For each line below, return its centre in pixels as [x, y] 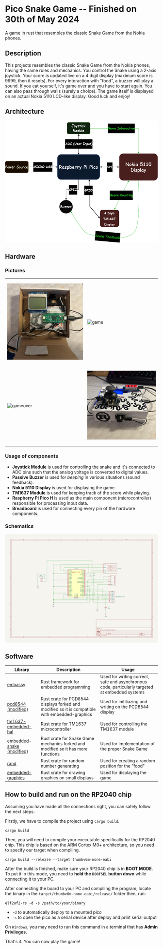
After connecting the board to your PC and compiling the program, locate [78, 888]
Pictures [15, 270]
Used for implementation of [128, 743]
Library [22, 670]
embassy [16, 684]
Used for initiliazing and [124, 701]
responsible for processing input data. [50, 503]
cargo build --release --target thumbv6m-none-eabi [58, 859]
